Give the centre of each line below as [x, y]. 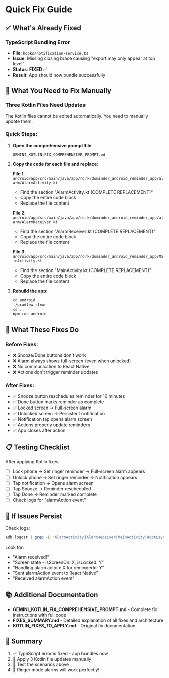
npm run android [29, 314]
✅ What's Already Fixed [44, 28]
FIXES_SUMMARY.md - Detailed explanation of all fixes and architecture [88, 620]
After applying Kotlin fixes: [32, 462]
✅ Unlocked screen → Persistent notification [59, 414]
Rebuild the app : [30, 291]
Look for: [15, 547]
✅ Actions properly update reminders [51, 425]
